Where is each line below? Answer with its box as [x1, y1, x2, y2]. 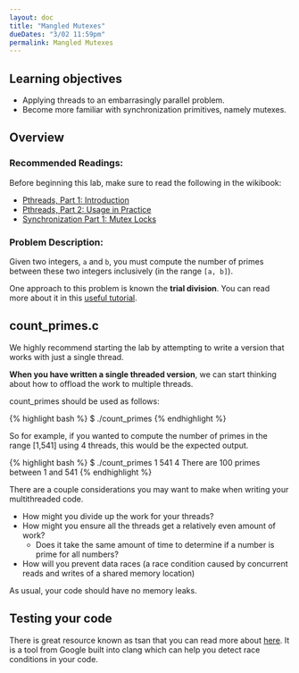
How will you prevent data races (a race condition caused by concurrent [21, 558, 288, 568]
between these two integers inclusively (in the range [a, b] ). [9, 265, 234, 277]
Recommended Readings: [9, 157, 123, 170]
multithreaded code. [9, 493, 84, 504]
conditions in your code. [9, 653, 98, 664]
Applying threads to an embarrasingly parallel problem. [21, 95, 225, 105]
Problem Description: [9, 236, 104, 248]
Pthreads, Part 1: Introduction [21, 194, 129, 206]
